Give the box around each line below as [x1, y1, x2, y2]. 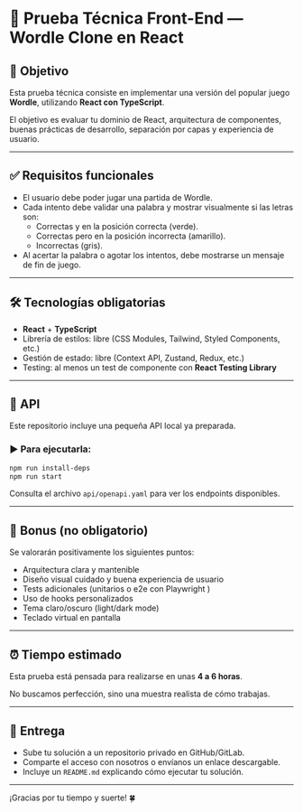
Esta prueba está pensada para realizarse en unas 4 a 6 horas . [9, 671, 243, 682]
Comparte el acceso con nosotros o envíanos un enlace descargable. [22, 756, 281, 767]
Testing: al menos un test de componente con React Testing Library [22, 361, 277, 373]
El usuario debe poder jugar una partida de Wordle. [22, 191, 214, 202]
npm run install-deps [9, 463, 91, 472]
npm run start [9, 471, 63, 481]
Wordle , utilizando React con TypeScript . [9, 97, 165, 107]
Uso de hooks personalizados [22, 593, 133, 604]
